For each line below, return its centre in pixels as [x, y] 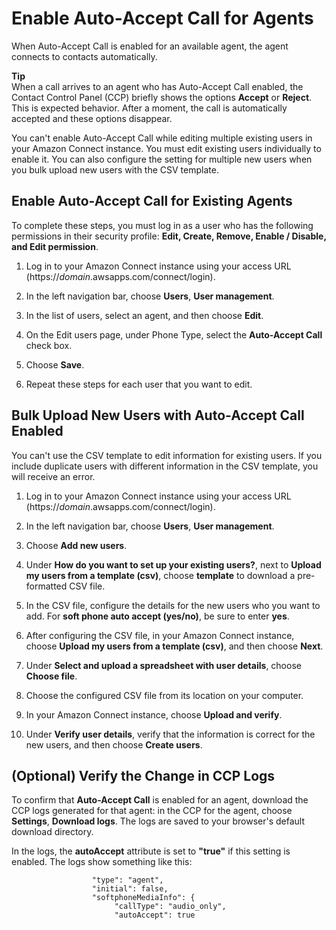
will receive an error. [53, 476]
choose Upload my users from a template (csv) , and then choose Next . [174, 646]
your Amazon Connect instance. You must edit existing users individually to [166, 148]
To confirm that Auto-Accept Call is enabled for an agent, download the [160, 800]
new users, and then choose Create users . [114, 744]
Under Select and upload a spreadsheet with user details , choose [163, 665]
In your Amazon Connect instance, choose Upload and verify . [154, 714]
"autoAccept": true [155, 915]
